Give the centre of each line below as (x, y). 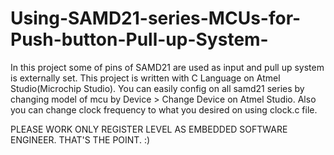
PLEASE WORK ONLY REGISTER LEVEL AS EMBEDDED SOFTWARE (149, 129)
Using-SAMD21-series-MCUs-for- (156, 18)
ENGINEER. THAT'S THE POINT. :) (80, 139)
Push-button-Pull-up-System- (139, 39)
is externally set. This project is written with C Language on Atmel (145, 78)
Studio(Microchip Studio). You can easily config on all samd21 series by (157, 88)
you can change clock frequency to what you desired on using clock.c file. (164, 109)
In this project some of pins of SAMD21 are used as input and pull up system (167, 67)
